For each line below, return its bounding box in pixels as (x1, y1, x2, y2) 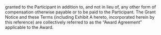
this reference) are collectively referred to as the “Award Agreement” (5, 19, 142, 25)
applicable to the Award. (5, 24, 54, 30)
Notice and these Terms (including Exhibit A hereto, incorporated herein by (5, 14, 155, 20)
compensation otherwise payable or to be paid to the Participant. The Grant (5, 9, 156, 15)
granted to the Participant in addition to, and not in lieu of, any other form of (5, 4, 156, 10)
